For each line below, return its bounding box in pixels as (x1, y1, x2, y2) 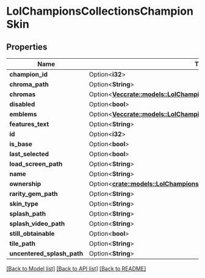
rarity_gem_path (9, 190, 58, 198)
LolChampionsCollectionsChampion (6, 4, 194, 18)
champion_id (9, 70, 48, 78)
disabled (9, 100, 35, 108)
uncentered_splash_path (9, 249, 84, 258)
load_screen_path (9, 160, 63, 168)
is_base (9, 140, 32, 148)
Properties (6, 42, 48, 52)
